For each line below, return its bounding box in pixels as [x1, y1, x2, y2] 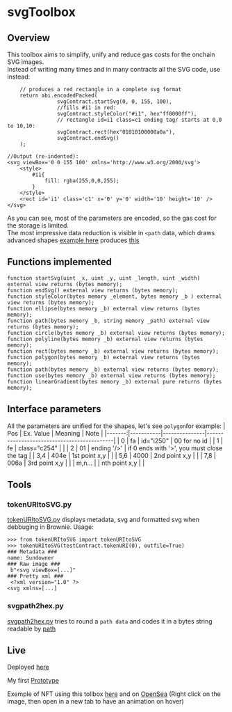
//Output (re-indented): [7, 153, 79, 160]
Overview [7, 32, 51, 44]
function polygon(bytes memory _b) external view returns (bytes [7, 354, 200, 361]
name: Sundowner [7, 555, 54, 562]
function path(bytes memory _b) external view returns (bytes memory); [7, 366, 219, 373]
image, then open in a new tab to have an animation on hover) [7, 697, 184, 706]
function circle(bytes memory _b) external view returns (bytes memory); [7, 329, 226, 336]
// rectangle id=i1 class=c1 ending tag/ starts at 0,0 [56, 116, 222, 123]
